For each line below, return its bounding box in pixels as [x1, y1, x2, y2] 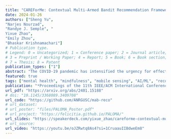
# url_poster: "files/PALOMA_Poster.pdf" [5, 107, 95, 112]
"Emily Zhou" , [5, 36, 36, 41]
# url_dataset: [5, 102, 38, 107]
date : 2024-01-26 [5, 12, 42, 17]
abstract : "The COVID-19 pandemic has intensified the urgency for [5, 69, 152, 74]
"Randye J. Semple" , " [5, 26, 53, 32]
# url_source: [5, 121, 36, 126]
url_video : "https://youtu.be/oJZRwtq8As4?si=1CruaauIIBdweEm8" [5, 126, 145, 131]
